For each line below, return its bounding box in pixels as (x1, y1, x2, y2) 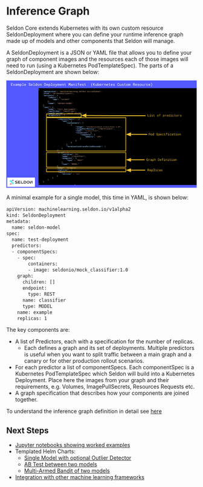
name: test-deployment (11, 237, 69, 243)
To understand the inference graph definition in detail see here (6, 408, 162, 415)
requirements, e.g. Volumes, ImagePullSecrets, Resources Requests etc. (14, 383, 195, 391)
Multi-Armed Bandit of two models (24, 467, 110, 474)
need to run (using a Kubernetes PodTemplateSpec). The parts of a (6, 62, 174, 69)
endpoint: (22, 285, 47, 292)
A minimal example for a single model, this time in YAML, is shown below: (6, 194, 189, 201)
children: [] (22, 279, 56, 286)
